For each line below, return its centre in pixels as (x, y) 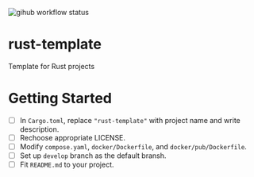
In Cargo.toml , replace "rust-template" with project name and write (130, 120)
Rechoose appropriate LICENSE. (72, 137)
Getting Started (60, 98)
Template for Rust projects (52, 66)
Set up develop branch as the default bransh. (93, 156)
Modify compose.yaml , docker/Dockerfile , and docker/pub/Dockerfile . (133, 146)
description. (39, 129)
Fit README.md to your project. (67, 165)
